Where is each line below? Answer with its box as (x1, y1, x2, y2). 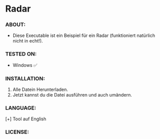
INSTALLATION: (5, 75, 45, 82)
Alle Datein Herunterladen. (12, 86, 69, 92)
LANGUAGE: (5, 105, 37, 111)
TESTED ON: (5, 51, 37, 58)
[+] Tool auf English (5, 116, 47, 122)
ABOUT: (5, 21, 26, 28)
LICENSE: (5, 128, 29, 135)
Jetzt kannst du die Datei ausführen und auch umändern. (12, 92, 132, 98)
